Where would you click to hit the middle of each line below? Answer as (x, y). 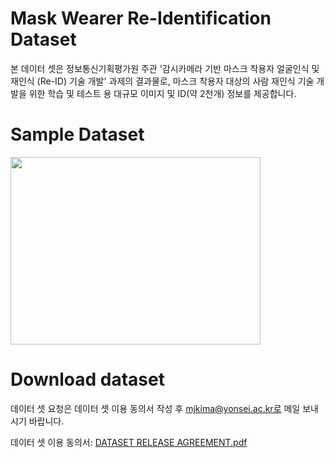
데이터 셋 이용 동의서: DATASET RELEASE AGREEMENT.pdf (129, 442)
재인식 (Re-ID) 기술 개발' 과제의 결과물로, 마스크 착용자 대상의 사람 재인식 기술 (162, 81)
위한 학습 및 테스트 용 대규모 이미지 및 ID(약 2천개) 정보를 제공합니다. (162, 93)
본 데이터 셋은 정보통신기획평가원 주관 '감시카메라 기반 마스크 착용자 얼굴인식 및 (165, 68)
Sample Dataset (77, 134)
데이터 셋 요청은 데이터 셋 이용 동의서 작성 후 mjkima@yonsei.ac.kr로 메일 (155, 408)
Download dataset (87, 379)
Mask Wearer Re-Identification (141, 18)
